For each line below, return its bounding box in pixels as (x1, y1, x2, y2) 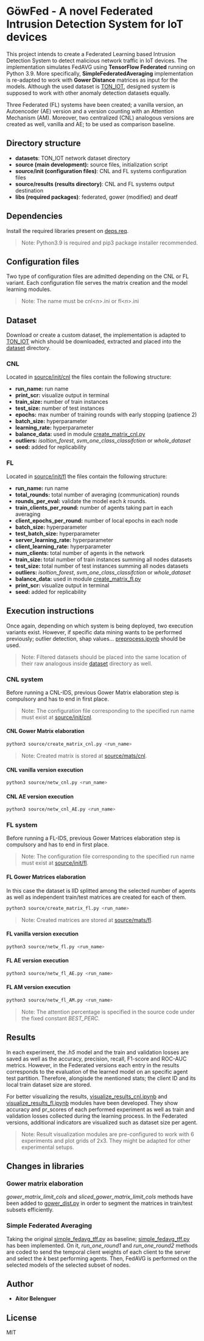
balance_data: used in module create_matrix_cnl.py (15, 431, 146, 438)
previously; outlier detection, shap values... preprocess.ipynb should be (6, 635, 186, 642)
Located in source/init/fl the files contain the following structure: (6, 473, 167, 480)
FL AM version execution (6, 984, 71, 991)
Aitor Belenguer (15, 1295, 57, 1303)
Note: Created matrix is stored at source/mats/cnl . (21, 752, 147, 759)
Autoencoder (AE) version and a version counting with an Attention (6, 107, 174, 115)
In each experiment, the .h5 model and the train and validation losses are (6, 1048, 189, 1056)
